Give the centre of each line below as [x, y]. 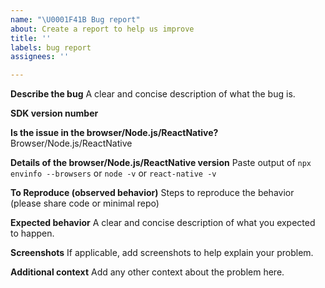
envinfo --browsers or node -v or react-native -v [113, 173]
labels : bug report [51, 47]
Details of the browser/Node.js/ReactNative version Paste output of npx [161, 163]
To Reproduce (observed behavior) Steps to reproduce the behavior [152, 193]
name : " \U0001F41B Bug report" [75, 19]
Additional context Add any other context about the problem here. [147, 272]
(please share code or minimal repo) [85, 203]
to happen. [32, 233]
